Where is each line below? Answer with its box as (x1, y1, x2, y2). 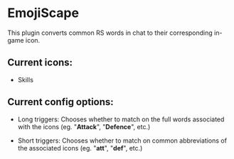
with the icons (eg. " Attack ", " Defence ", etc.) (17, 122, 151, 131)
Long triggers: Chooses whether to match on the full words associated (17, 115, 225, 124)
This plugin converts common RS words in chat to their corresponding (7, 28, 213, 37)
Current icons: (7, 57, 73, 69)
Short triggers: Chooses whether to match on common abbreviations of (17, 136, 228, 145)
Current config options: (7, 96, 114, 108)
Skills (17, 75, 34, 84)
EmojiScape (7, 5, 80, 21)
